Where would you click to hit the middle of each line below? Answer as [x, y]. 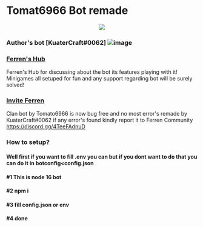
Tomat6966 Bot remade [67, 11]
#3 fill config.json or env [38, 205]
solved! [15, 85]
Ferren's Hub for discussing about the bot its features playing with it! [92, 72]
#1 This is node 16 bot [34, 177]
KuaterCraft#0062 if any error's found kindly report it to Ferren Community [100, 120]
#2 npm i [18, 191]
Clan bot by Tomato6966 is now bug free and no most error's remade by [97, 114]
